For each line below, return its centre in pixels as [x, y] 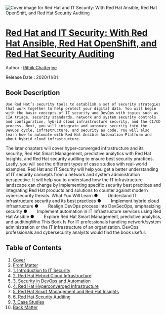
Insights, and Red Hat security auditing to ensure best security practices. [80, 158]
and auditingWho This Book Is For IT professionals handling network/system [83, 222]
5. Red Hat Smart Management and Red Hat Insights [66, 291]
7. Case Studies [28, 302]
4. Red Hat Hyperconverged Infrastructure [56, 286]
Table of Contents [34, 248]
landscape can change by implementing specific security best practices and [83, 185]
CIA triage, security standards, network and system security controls [81, 117]
